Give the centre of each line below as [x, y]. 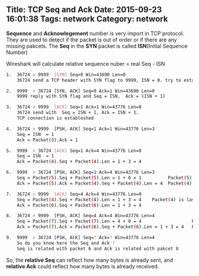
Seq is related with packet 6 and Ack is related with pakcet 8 [98, 249]
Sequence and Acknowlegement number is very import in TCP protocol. [95, 33]
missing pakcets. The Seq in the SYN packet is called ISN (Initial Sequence [97, 46]
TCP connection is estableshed [55, 118]
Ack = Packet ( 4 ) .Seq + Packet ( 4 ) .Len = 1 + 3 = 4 [79, 162]
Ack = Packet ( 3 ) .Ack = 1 [47, 140]
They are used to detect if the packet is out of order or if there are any [92, 39]
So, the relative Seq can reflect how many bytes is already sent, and [90, 260]
